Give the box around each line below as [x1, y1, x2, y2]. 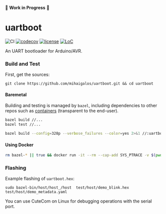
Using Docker [5, 142, 34, 148]
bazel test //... [5, 122, 41, 127]
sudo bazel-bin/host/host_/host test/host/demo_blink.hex [5, 185, 129, 190]
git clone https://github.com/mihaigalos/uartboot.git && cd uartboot [5, 81, 154, 86]
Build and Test [5, 60, 41, 67]
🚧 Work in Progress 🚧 [5, 5, 50, 10]
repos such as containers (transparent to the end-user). [5, 108, 119, 114]
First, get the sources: [5, 72, 50, 78]
